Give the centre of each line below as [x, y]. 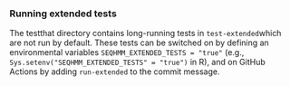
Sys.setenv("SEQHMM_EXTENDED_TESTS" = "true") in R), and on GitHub [137, 62]
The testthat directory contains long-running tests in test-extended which [145, 33]
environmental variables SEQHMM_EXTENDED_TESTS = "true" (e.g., [127, 53]
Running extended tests [63, 14]
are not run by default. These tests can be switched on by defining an [139, 43]
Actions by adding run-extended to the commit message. [115, 72]
